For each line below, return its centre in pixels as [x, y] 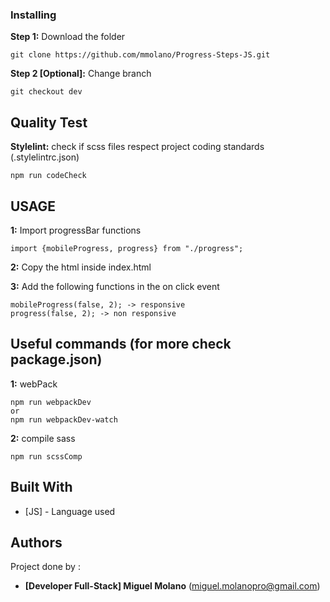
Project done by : [45, 567]
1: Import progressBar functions [76, 230]
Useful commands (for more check [121, 344]
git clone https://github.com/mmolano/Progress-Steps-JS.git [140, 55]
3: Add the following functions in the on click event [115, 286]
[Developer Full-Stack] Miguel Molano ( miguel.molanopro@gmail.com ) [172, 586]
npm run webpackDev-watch [64, 419]
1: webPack [34, 384]
